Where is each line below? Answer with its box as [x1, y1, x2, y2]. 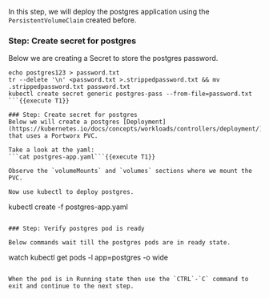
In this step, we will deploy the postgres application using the [8, 7, 210, 16]
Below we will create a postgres [8, 118, 120, 127]
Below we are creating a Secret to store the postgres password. [8, 54, 219, 63]
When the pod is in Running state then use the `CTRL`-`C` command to [8, 276, 249, 284]
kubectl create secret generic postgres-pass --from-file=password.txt [8, 90, 252, 99]
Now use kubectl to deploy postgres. [8, 188, 134, 196]
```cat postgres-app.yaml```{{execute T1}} [8, 153, 156, 161]
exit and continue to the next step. [8, 282, 134, 291]
